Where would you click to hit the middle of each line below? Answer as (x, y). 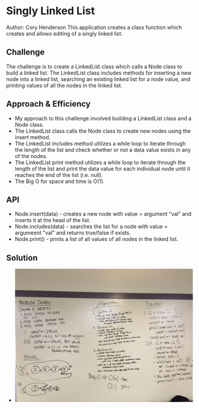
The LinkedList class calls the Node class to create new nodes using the (103, 131)
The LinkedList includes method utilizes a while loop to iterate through (100, 143)
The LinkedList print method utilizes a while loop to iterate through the (100, 162)
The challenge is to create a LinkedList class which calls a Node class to (94, 66)
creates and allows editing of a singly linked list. (65, 33)
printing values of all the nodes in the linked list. (64, 85)
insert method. (33, 137)
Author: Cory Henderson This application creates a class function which (94, 27)
